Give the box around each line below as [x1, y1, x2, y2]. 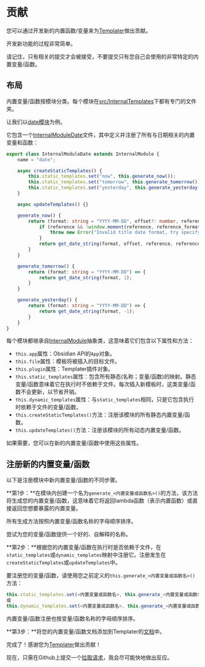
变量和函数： [6, 139, 38, 146]
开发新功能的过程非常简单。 [6, 40, 76, 47]
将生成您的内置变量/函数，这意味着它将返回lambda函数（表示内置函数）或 [6, 497, 193, 505]
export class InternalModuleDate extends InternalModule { [6, 151, 160, 157]
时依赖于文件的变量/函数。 [15, 404, 82, 411]
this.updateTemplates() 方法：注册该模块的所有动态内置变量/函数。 [15, 426, 185, 434]
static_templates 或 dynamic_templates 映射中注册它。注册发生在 [6, 551, 167, 559]
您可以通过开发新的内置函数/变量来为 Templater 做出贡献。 [6, 27, 151, 34]
